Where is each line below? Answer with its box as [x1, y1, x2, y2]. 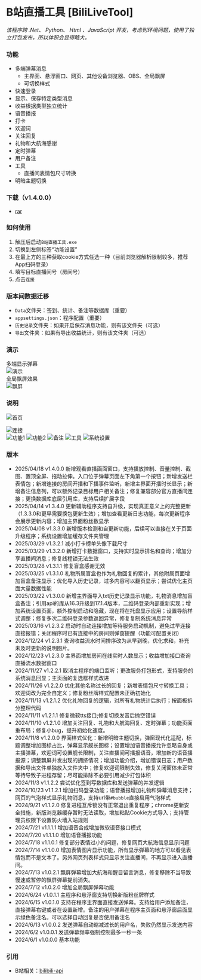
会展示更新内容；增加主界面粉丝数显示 [14, 518, 109, 525]
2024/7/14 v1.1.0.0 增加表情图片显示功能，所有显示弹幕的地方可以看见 [14, 847, 186, 854]
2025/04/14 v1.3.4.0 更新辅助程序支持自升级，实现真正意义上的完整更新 [14, 503, 191, 510]
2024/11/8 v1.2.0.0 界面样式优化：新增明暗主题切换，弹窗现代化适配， [14, 734, 187, 741]
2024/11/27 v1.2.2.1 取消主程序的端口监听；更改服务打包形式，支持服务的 [14, 667, 194, 674]
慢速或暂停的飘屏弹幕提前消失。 [14, 877, 94, 884]
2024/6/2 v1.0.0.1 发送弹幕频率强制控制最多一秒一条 [14, 929, 143, 936]
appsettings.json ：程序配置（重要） [14, 315, 106, 322]
